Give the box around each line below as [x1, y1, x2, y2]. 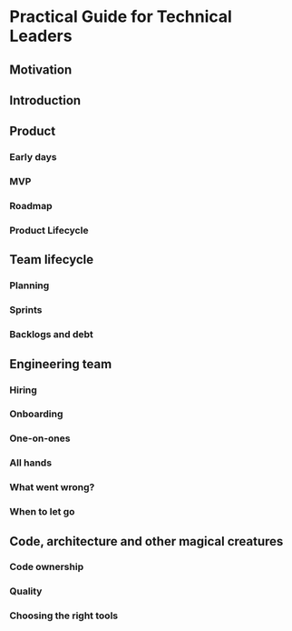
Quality [9, 585, 43, 597]
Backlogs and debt [9, 328, 93, 341]
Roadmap [9, 200, 53, 213]
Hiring [9, 384, 38, 396]
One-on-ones [9, 432, 71, 445]
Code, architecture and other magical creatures [9, 534, 284, 549]
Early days [9, 151, 57, 164]
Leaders [9, 25, 73, 46]
